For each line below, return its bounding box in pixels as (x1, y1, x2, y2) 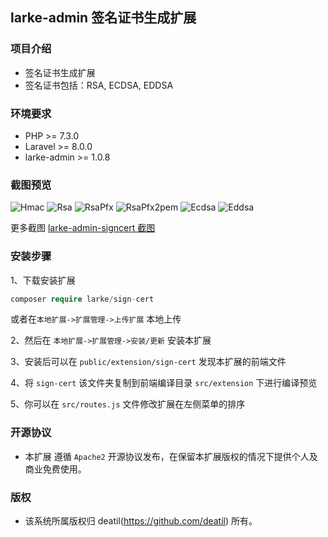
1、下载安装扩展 (10, 274, 76, 286)
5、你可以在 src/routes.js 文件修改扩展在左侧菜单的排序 (10, 398, 246, 410)
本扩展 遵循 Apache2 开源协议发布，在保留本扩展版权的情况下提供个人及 (24, 450, 318, 462)
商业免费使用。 (24, 463, 87, 475)
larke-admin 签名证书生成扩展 (10, 9, 197, 27)
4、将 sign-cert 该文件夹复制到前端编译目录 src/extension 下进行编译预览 (10, 377, 318, 389)
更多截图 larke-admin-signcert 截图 (10, 222, 156, 234)
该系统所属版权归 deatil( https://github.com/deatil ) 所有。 (24, 515, 258, 527)
